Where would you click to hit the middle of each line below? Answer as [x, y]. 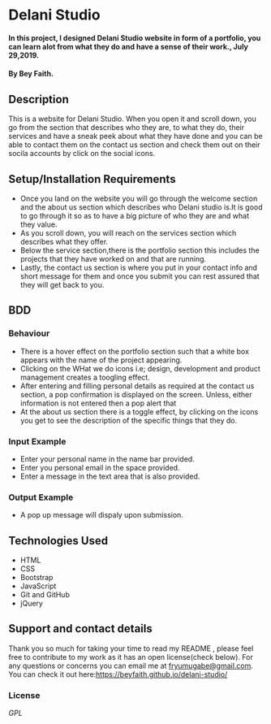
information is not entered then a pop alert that [98, 403]
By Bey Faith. [31, 74]
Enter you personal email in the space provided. [100, 467]
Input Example [37, 441]
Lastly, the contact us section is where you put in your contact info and [139, 267]
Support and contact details [80, 629]
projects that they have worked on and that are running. [113, 259]
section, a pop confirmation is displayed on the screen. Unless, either [136, 394]
